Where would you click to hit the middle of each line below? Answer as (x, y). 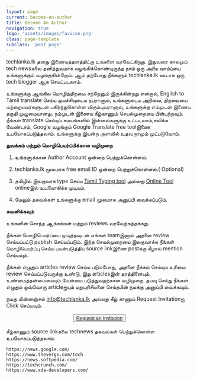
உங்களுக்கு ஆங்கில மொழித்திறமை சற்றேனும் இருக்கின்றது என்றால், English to (95, 93)
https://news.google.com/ (38, 349)
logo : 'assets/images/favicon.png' (50, 34)
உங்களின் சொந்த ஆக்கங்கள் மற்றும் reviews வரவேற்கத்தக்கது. (78, 223)
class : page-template (33, 39)
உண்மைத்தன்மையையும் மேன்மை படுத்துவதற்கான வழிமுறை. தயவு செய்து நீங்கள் (97, 280)
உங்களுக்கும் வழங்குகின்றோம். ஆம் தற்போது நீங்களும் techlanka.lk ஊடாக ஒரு (95, 75)
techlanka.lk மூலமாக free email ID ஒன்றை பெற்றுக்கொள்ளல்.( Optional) (99, 169)
